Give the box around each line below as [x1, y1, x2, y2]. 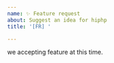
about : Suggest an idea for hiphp [7, 17, 108, 24]
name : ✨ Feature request [7, 10, 81, 17]
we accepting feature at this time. [7, 48, 103, 56]
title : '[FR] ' [7, 23, 51, 30]
